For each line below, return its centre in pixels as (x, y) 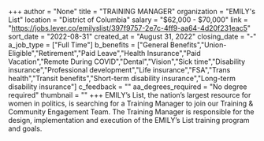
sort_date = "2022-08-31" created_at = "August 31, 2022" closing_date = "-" (132, 36)
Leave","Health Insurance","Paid (149, 53)
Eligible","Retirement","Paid (52, 53)
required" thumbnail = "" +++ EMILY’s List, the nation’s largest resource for (130, 95)
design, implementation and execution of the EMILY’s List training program (129, 120)
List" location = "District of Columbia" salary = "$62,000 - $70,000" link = (128, 20)
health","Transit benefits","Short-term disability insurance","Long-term (122, 78)
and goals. (25, 128)
